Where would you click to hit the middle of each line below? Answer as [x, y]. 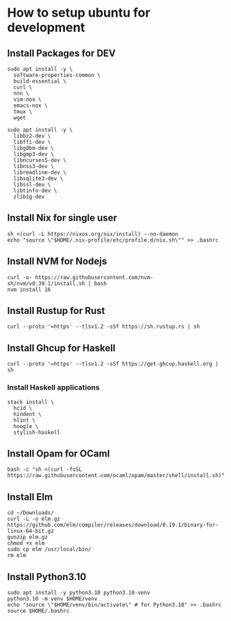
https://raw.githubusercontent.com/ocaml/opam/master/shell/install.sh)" [116, 476]
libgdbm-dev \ [34, 148]
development [46, 27]
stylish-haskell [37, 432]
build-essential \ [40, 81]
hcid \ [23, 408]
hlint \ [25, 420]
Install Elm [30, 497]
